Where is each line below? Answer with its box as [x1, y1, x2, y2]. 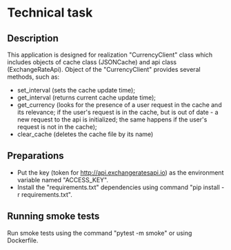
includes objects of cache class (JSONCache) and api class [7, 58, 177, 66]
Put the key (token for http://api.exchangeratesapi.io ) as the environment [17, 168, 224, 177]
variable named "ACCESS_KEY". [17, 175, 109, 184]
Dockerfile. [7, 236, 39, 244]
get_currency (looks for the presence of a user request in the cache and [17, 101, 222, 108]
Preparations [7, 150, 64, 162]
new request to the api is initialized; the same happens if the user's [17, 115, 208, 124]
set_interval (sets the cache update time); [17, 86, 136, 94]
